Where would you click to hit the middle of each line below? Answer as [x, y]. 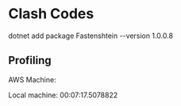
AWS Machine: [33, 79]
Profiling [30, 61]
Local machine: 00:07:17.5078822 [63, 95]
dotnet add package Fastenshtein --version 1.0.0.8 [90, 36]
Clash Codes [51, 14]
